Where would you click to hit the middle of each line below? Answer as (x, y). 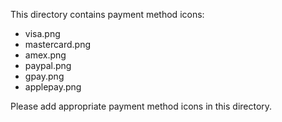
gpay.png (44, 76)
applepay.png (53, 87)
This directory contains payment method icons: (107, 14)
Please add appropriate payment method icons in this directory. (141, 106)
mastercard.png (58, 44)
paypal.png (48, 65)
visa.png (42, 33)
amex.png (45, 55)
